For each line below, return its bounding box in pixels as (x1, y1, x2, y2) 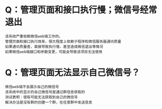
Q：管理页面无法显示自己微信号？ (5, 67, 140, 78)
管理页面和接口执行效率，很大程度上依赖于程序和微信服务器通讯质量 (5, 39, 121, 44)
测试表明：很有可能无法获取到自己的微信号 (5, 94, 78, 100)
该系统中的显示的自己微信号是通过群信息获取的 (5, 90, 85, 94)
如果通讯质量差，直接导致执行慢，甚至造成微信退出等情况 (5, 44, 103, 49)
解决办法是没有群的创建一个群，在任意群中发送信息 (5, 100, 93, 105)
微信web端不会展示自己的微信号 (5, 84, 60, 89)
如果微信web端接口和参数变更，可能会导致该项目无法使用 (5, 49, 102, 54)
